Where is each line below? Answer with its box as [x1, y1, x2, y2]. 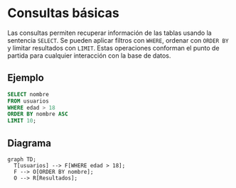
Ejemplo [7, 72, 44, 84]
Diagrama [7, 137, 52, 149]
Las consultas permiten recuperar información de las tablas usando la [7, 28, 212, 37]
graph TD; [7, 155, 37, 163]
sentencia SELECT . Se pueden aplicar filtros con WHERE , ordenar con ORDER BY [7, 36, 229, 44]
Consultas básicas [7, 5, 119, 21]
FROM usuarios [7, 98, 50, 105]
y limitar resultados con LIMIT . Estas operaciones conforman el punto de [7, 43, 220, 52]
